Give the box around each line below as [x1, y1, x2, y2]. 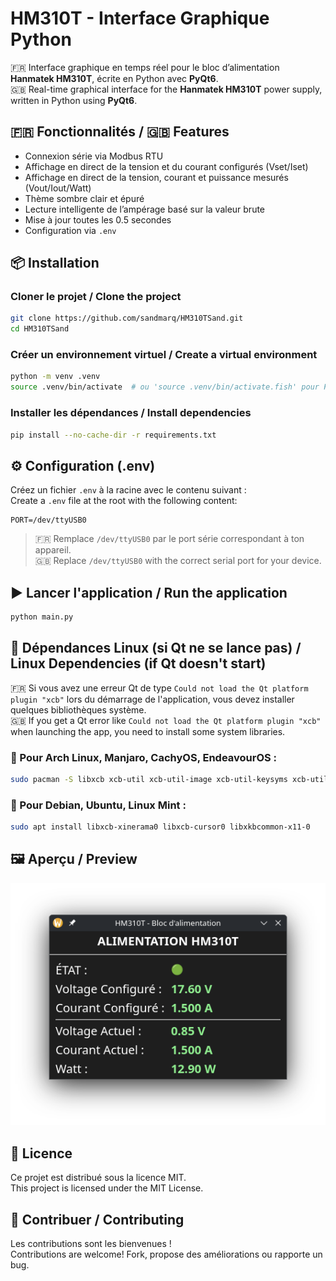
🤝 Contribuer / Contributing [10, 1211, 185, 1228]
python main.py [10, 612, 74, 622]
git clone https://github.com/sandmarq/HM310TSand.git [10, 313, 244, 324]
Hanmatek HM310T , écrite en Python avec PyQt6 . [10, 72, 219, 84]
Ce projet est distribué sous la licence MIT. [10, 1172, 187, 1184]
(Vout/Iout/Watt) [24, 182, 92, 194]
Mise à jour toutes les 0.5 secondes [24, 213, 172, 226]
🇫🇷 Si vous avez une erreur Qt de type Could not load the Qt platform [10, 682, 309, 694]
